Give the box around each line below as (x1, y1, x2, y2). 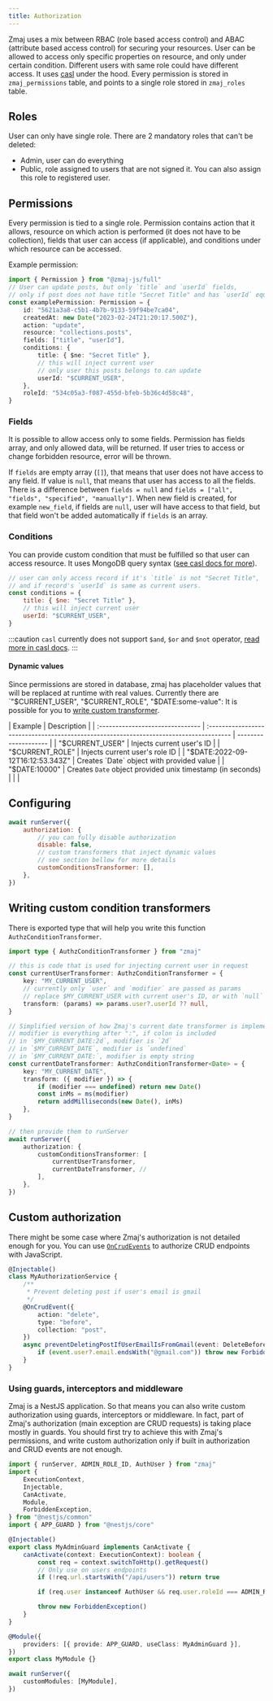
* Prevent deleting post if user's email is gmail (26, 1288, 201, 1297)
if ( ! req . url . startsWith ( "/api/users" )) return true (37, 1573, 220, 1581)
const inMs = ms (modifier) (37, 1090, 129, 1099)
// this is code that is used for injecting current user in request (8, 962, 249, 970)
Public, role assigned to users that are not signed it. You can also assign (19, 164, 262, 174)
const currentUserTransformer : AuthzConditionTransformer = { (8, 969, 223, 977)
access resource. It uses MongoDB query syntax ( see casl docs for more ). (8, 558, 258, 568)
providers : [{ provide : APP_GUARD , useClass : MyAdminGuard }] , (23, 1640, 242, 1648)
